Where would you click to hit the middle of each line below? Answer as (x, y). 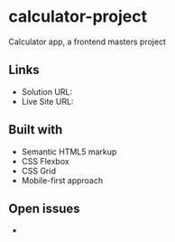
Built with (36, 130)
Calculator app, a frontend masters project (87, 42)
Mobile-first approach (62, 180)
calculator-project (78, 17)
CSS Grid (38, 171)
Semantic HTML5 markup (69, 152)
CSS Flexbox (45, 161)
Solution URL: (47, 91)
